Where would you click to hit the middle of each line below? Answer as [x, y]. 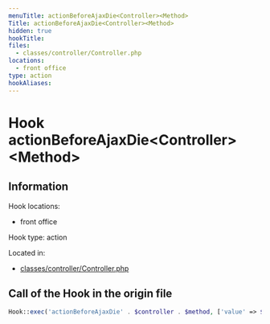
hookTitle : [27, 38]
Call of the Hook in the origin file [90, 293]
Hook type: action [38, 237]
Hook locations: [34, 206]
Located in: [27, 252]
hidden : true [30, 31]
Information [39, 187]
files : [19, 46]
